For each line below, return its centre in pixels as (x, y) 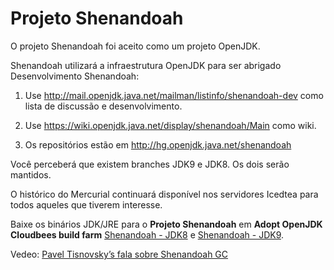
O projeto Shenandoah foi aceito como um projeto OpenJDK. (135, 46)
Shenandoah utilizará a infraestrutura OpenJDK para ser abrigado (146, 65)
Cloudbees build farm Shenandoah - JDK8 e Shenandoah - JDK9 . (147, 234)
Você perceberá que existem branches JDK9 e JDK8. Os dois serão (150, 164)
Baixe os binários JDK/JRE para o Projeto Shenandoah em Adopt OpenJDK (166, 224)
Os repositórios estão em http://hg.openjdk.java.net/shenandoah (158, 144)
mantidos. (31, 174)
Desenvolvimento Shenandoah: (75, 76)
